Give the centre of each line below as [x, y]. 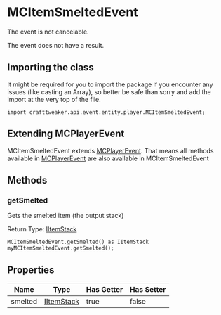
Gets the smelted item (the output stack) [66, 216]
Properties [31, 270]
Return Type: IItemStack [42, 229]
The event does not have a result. [55, 45]
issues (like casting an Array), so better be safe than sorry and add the [109, 91]
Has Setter [148, 290]
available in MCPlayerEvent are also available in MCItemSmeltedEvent [108, 158]
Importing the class [51, 67]
